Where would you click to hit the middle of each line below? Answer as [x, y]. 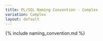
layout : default [22, 19]
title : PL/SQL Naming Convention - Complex [52, 10]
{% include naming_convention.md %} [45, 33]
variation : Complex [26, 14]
